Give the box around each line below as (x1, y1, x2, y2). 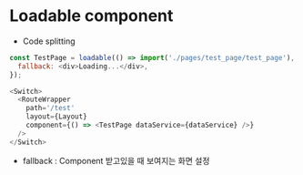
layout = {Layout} (25, 112, 88, 121)
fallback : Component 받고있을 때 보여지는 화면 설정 (22, 155, 210, 166)
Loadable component (9, 5, 174, 26)
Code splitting (22, 36, 76, 46)
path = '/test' (25, 104, 76, 113)
